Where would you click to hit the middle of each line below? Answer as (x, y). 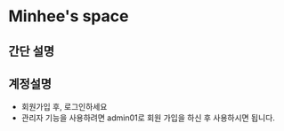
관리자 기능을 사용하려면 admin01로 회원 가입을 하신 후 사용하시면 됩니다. (148, 118)
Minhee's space (69, 16)
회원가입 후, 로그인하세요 (64, 107)
